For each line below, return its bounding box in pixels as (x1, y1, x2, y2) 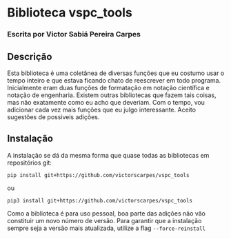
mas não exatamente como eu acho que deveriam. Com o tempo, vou (7, 98, 205, 106)
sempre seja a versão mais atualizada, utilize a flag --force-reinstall (7, 224, 205, 232)
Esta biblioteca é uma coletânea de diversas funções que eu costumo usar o (7, 69, 225, 77)
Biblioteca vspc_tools (7, 5, 132, 21)
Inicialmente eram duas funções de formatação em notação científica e (7, 83, 210, 92)
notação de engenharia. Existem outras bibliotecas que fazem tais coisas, (7, 91, 217, 99)
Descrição (7, 50, 52, 63)
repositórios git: (7, 158, 52, 167)
